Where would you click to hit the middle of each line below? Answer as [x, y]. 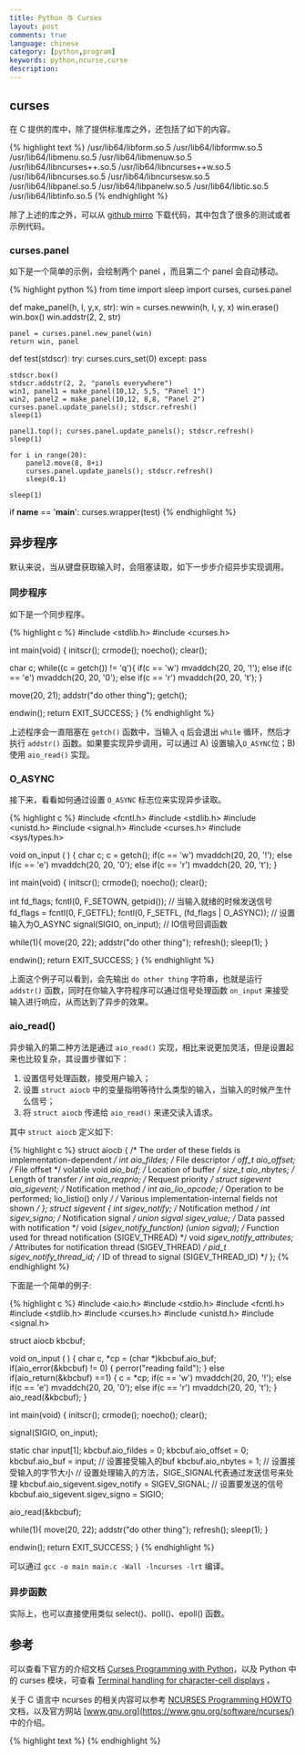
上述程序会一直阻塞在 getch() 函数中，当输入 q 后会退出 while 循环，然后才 [150, 732]
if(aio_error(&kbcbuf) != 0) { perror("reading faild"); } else [117, 1368]
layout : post [34, 26]
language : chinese [44, 43]
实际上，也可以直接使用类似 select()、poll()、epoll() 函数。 [119, 1613]
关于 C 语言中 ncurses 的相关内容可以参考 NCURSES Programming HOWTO [151, 1699]
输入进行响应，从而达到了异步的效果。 [81, 1002]
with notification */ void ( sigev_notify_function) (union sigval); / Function [144, 1227]
